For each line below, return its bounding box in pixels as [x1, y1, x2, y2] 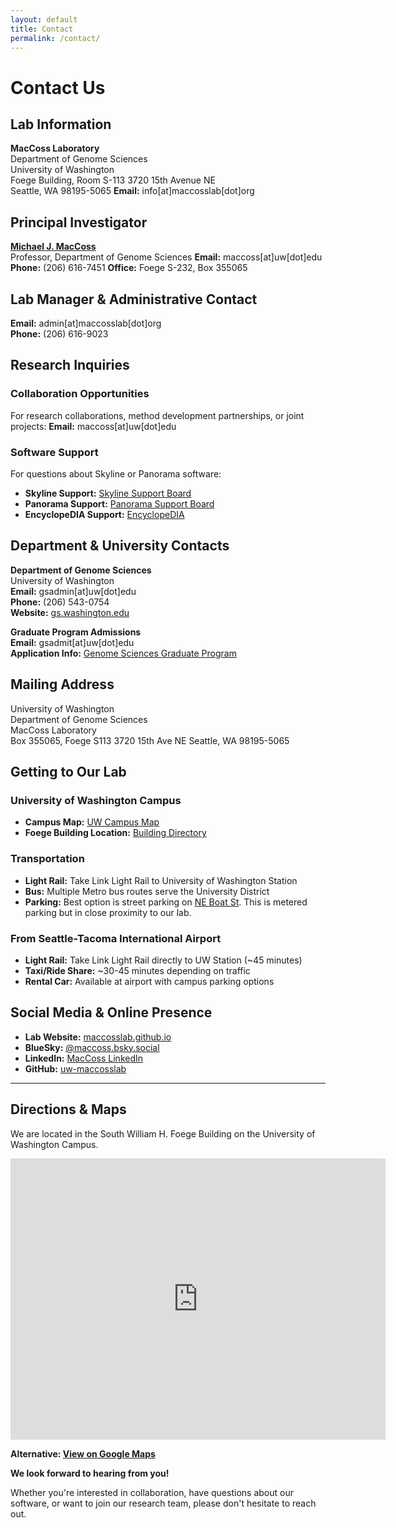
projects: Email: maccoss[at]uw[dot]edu [10, 420, 177, 432]
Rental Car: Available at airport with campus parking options [24, 975, 275, 987]
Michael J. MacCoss [10, 241, 97, 253]
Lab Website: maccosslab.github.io [24, 1031, 172, 1043]
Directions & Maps [10, 1101, 127, 1118]
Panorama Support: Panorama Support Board [24, 497, 215, 510]
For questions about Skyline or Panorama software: [10, 467, 222, 480]
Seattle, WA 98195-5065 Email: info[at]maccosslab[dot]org [10, 185, 255, 197]
